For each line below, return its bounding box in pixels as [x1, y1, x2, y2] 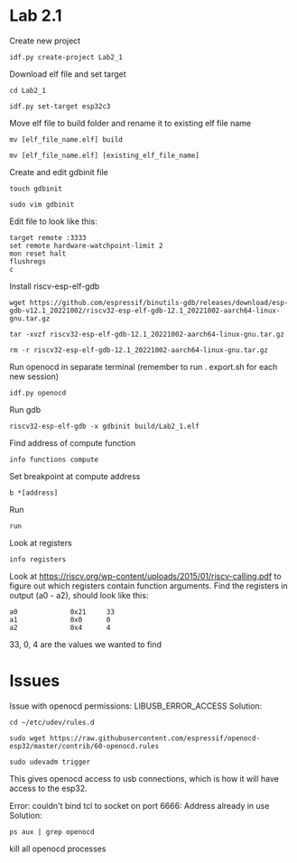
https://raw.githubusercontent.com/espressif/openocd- [49, 733, 260, 743]
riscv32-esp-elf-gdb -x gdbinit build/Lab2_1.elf [9, 422, 200, 431]
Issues [9, 671, 60, 691]
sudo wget [9, 733, 47, 743]
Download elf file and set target [9, 69, 126, 79]
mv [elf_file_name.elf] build [9, 135, 124, 144]
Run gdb [9, 404, 42, 415]
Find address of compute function [9, 437, 136, 448]
